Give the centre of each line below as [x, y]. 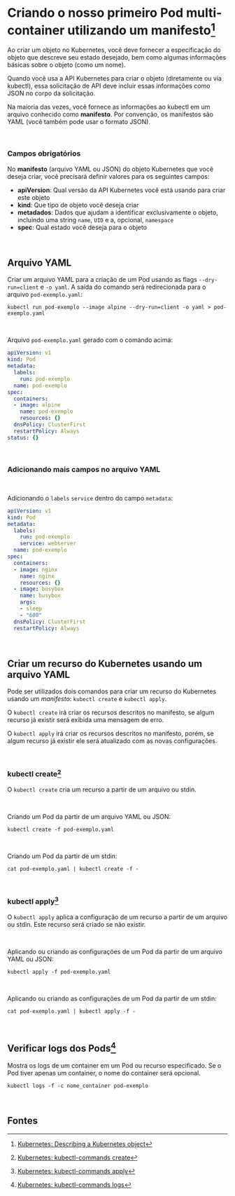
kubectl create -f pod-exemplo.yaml [60, 830]
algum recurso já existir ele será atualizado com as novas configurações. [112, 741]
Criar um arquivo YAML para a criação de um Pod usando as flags [102, 280]
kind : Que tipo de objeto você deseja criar [78, 205]
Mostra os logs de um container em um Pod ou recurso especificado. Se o [114, 1065]
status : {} [23, 437]
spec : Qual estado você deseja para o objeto [82, 227]
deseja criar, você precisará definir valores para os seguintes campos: [108, 176]
